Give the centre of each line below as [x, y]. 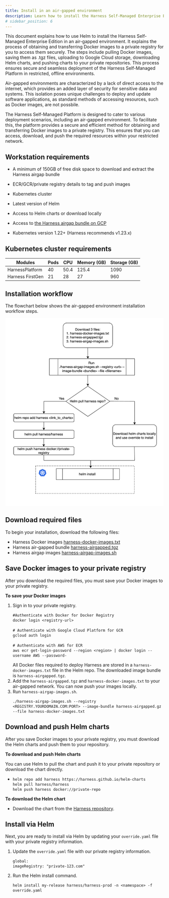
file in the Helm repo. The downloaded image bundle [106, 670]
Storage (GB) [124, 262]
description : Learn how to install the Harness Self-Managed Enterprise [83, 16]
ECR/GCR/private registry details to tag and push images [71, 184]
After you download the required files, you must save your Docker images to [84, 581]
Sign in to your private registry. [45, 605]
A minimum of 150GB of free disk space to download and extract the [83, 169]
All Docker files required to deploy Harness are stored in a [72, 665]
